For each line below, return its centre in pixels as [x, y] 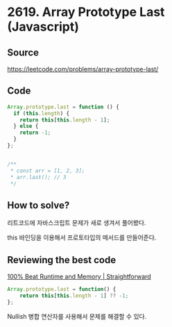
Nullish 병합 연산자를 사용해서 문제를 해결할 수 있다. [77, 316]
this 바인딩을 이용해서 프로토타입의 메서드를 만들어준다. [82, 237]
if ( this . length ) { [42, 113]
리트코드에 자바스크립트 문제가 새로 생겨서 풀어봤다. [77, 223]
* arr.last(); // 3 [38, 177]
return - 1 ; [35, 133]
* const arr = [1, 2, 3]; [48, 171]
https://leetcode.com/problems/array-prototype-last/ [83, 69]
